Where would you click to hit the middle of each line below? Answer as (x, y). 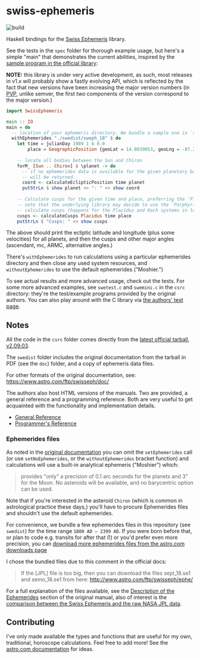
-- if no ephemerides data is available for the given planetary (104, 171)
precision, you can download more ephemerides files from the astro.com (96, 544)
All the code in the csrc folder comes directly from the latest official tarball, (98, 339)
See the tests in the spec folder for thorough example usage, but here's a (95, 50)
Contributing (30, 622)
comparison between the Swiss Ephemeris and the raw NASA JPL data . (94, 603)
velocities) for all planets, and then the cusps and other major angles (90, 239)
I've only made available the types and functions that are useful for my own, (99, 637)
